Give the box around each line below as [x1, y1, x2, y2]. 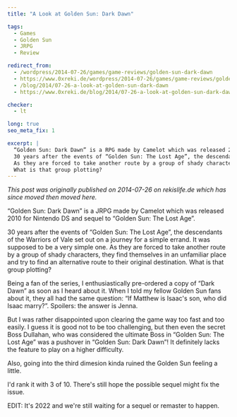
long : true [7, 121, 39, 128]
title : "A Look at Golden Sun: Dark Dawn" [7, 10, 134, 18]
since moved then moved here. [7, 193, 97, 201]
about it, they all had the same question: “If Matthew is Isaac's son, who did [7, 294, 227, 303]
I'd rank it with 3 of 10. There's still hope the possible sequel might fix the [7, 380, 220, 389]
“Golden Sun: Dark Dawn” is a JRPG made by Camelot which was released [7, 206, 224, 216]
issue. [7, 388, 25, 397]
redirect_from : [7, 62, 52, 69]
